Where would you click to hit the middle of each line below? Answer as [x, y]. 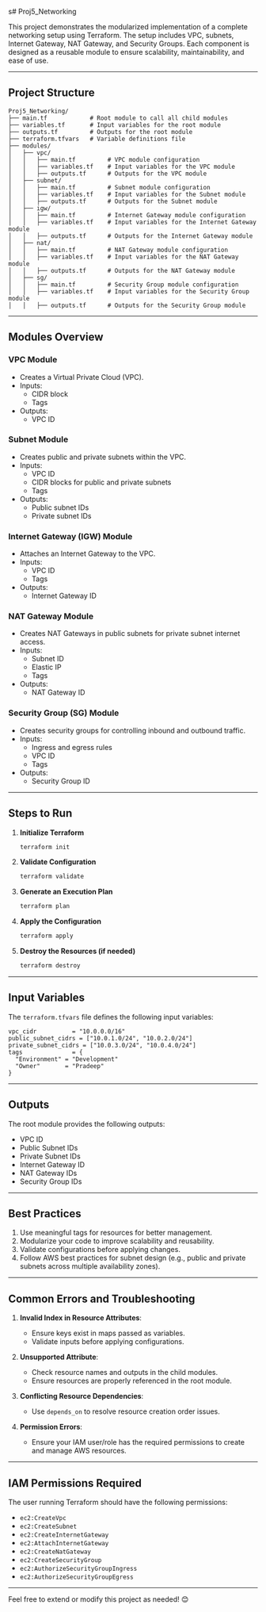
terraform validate [52, 877]
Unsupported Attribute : [59, 1357]
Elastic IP [46, 667]
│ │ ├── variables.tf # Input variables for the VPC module [122, 167]
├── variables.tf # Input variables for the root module [115, 125]
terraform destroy [50, 966]
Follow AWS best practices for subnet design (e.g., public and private [133, 1258]
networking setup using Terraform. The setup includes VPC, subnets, [121, 35]
